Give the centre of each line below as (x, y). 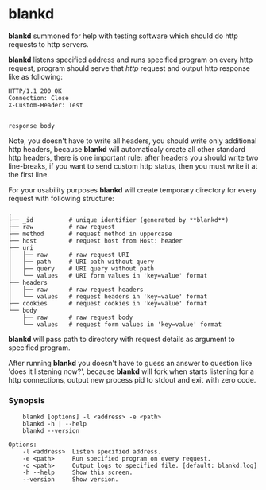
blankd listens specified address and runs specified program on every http (131, 60)
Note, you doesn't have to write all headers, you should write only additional (133, 141)
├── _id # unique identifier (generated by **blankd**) (118, 220)
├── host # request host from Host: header (95, 241)
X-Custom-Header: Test (46, 105)
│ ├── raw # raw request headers (76, 290)
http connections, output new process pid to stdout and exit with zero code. (132, 379)
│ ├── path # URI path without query (81, 262)
